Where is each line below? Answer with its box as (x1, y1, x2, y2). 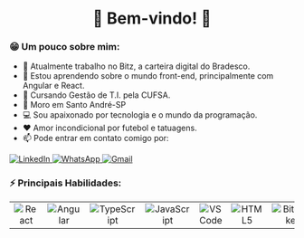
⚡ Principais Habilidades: (9, 176, 122, 189)
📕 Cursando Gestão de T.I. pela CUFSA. (22, 90, 171, 100)
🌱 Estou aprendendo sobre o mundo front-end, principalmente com (22, 71, 274, 81)
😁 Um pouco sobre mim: (9, 41, 120, 53)
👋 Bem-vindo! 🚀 (92, 8, 212, 29)
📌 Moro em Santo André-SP (22, 100, 127, 110)
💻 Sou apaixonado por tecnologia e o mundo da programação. (22, 109, 258, 120)
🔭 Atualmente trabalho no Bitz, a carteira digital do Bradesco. (22, 61, 251, 71)
